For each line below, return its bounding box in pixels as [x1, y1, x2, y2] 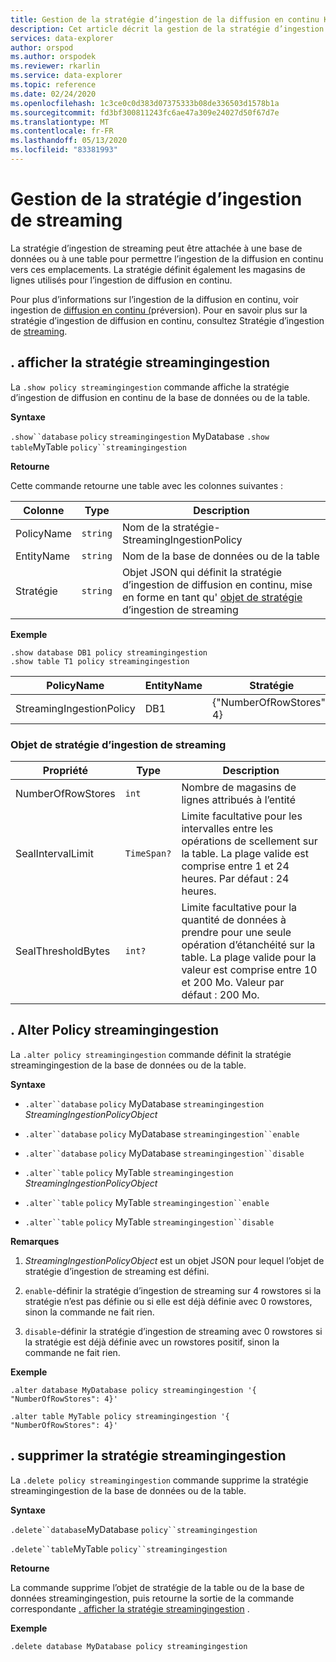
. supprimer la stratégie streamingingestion [10, 1447, 287, 1465]
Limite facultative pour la [181, 900, 298, 914]
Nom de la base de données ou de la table [121, 549, 320, 563]
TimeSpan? [124, 847, 172, 859]
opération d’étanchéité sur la [181, 937, 316, 951]
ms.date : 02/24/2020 [10, 89, 97, 99]
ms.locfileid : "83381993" [10, 145, 118, 155]
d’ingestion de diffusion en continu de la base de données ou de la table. [10, 391, 311, 403]
